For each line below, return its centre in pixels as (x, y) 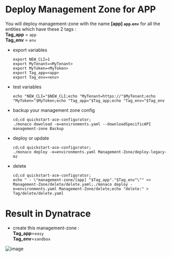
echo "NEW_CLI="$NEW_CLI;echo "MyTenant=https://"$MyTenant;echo (84, 96)
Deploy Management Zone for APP (81, 9)
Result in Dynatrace (48, 214)
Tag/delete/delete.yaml (38, 193)
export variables (30, 50)
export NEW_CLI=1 (31, 59)
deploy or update (31, 138)
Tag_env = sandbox (32, 239)
